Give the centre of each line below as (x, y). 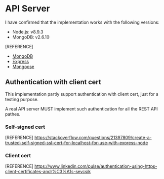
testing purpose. (22, 99)
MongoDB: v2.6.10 (31, 37)
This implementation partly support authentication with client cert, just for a (82, 94)
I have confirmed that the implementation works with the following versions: (82, 22)
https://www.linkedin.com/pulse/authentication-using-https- (96, 166)
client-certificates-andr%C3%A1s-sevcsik (48, 172)
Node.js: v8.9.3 (28, 32)
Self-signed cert (25, 127)
